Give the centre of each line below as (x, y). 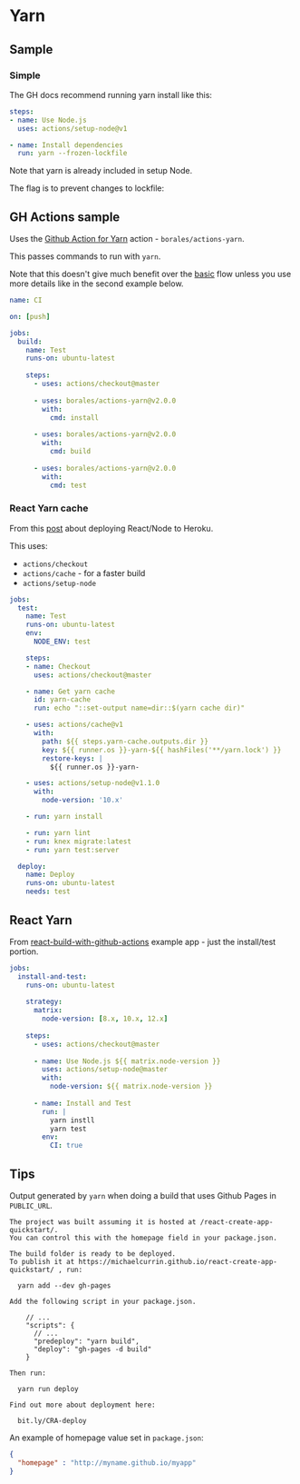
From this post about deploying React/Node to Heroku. (111, 528)
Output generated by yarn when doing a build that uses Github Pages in (143, 1195)
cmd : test (68, 485)
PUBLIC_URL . (31, 1205)
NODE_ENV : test (62, 642)
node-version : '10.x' (83, 801)
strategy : (44, 1002)
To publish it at (42, 1261)
